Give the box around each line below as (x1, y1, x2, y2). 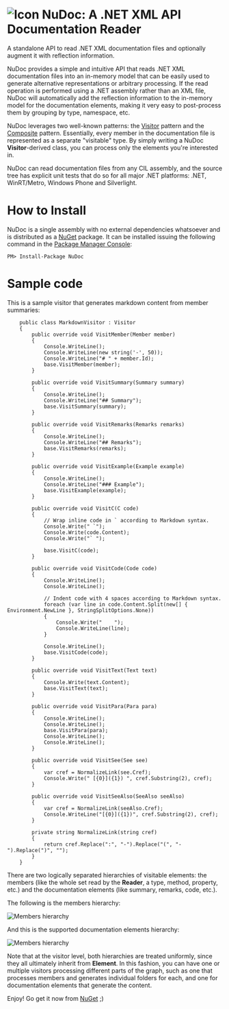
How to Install (7, 203, 87, 219)
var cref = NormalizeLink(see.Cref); (43, 768, 152, 776)
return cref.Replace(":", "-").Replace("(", (43, 840, 173, 848)
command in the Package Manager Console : (7, 240, 133, 248)
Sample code (7, 276, 83, 291)
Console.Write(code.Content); (43, 528, 130, 536)
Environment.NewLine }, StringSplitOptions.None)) (7, 607, 154, 613)
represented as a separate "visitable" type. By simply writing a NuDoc (7, 136, 204, 144)
